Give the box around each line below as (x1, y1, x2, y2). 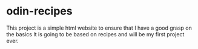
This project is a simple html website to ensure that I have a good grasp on (6, 24, 192, 31)
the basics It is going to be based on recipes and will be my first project (6, 30, 185, 38)
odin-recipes (6, 4, 73, 18)
